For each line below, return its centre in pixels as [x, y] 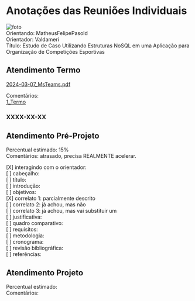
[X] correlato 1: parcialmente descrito [51, 198]
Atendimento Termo [43, 70]
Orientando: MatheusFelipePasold [47, 33]
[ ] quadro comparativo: [35, 223]
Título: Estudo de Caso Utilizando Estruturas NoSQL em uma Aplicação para [98, 46]
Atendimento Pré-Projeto [53, 136]
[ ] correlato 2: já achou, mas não [46, 205]
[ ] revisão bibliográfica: [35, 248]
